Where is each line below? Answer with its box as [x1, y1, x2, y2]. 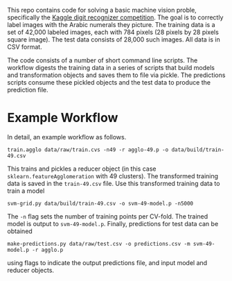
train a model [7, 187, 45, 195]
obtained [7, 227, 33, 235]
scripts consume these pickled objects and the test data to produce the [7, 78, 211, 86]
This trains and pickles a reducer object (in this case [7, 164, 157, 173]
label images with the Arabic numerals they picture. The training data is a [7, 21, 215, 28]
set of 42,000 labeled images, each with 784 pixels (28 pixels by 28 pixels [7, 28, 220, 36]
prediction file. [7, 86, 48, 94]
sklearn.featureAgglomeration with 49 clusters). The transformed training [7, 171, 219, 180]
